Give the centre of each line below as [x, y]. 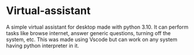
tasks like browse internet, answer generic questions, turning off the [89, 33]
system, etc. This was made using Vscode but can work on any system [92, 39]
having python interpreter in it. [42, 46]
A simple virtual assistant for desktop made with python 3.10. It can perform [97, 27]
